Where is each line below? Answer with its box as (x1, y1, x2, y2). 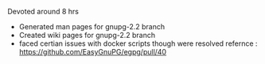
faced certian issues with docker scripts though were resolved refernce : (18, 39, 258, 48)
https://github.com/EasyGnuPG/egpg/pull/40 (18, 47, 167, 56)
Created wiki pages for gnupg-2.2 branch (18, 31, 156, 40)
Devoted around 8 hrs (7, 7, 79, 16)
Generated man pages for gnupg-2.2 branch (18, 22, 165, 31)
